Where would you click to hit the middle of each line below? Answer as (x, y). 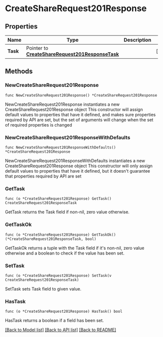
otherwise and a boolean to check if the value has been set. (65, 253)
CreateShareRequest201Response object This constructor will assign (74, 109)
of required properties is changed (39, 125)
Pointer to (37, 48)
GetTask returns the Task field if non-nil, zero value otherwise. (67, 212)
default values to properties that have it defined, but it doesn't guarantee (78, 171)
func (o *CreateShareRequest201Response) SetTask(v (58, 275)
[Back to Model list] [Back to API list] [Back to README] (61, 330)
